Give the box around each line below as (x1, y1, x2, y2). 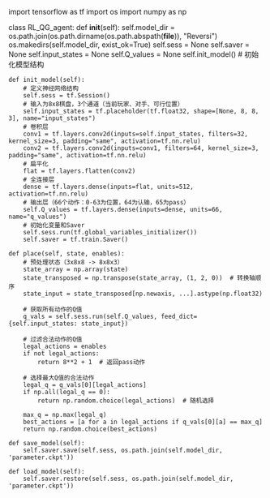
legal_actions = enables (23, 342, 107, 350)
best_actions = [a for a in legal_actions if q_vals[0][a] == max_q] (23, 418, 264, 426)
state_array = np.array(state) (23, 265, 129, 273)
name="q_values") (8, 213, 67, 221)
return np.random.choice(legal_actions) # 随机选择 (37, 397, 215, 405)
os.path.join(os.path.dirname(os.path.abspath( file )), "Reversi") (8, 32, 218, 41)
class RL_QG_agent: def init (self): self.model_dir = (8, 23, 176, 32)
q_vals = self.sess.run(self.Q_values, (23, 312, 158, 320)
